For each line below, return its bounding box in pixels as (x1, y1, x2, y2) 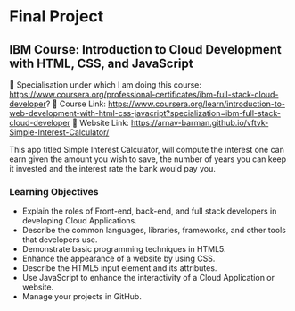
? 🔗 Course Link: (45, 98, 107, 109)
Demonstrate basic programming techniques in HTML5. (21, 244, 226, 255)
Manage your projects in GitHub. (21, 291, 143, 302)
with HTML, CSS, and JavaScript (9, 55, 193, 71)
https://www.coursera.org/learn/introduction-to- (108, 98, 285, 109)
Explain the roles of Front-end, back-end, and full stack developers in (21, 206, 277, 216)
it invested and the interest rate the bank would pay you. (9, 164, 216, 173)
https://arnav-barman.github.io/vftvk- (130, 118, 269, 128)
